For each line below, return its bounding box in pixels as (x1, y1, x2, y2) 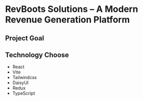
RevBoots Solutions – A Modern (5, 3, 139, 15)
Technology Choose (5, 51, 69, 59)
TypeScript (12, 91, 35, 97)
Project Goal (5, 34, 44, 42)
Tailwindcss (12, 75, 37, 81)
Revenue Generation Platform (5, 14, 130, 25)
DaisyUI (12, 80, 29, 86)
